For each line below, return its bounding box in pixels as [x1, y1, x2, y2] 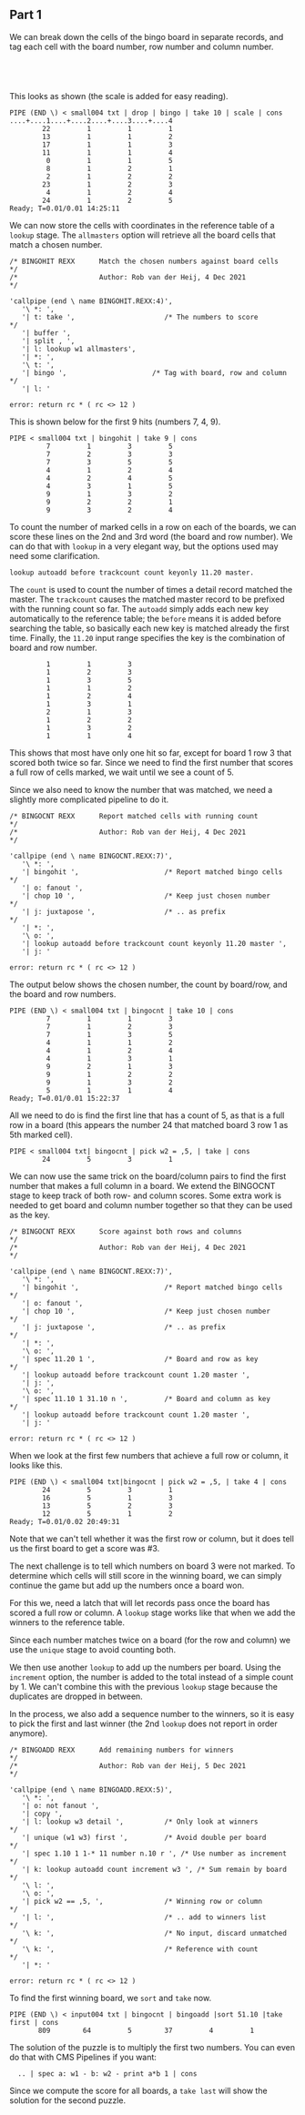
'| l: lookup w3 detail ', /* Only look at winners [21, 1816, 259, 1826]
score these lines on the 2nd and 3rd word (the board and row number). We [9, 531, 293, 542]
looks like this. [9, 1459, 64, 1470]
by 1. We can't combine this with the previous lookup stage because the [9, 1681, 278, 1692]
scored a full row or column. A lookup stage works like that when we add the [9, 1607, 296, 1618]
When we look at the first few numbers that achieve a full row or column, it [9, 1449, 289, 1460]
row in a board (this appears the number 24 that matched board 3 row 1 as [9, 1119, 289, 1130]
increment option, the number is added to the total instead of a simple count [9, 1671, 294, 1683]
